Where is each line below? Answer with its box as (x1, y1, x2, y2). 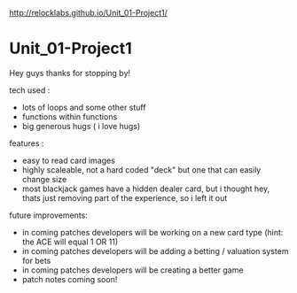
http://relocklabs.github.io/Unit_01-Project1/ (9, 8, 168, 18)
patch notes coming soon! (21, 274, 118, 284)
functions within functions (21, 111, 118, 122)
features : (9, 137, 44, 149)
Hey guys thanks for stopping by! (9, 67, 131, 78)
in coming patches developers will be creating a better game (21, 265, 244, 275)
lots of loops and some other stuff (21, 102, 146, 112)
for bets (21, 255, 51, 266)
